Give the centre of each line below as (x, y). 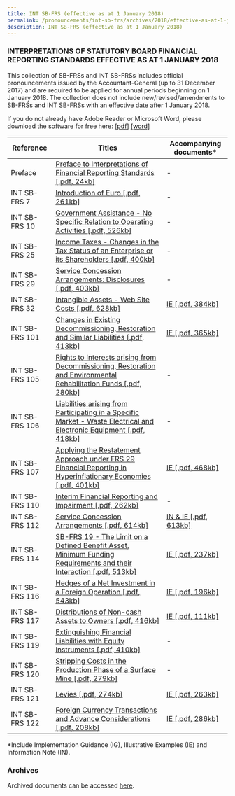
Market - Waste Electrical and (105, 421)
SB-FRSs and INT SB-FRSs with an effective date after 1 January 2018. (109, 105)
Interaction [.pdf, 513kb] (96, 571)
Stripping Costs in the (91, 661)
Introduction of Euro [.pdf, (98, 193)
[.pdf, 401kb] (78, 485)
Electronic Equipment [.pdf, (100, 430)
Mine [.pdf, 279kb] (87, 678)
